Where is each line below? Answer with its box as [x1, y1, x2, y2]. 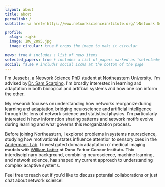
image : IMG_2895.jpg [9, 39, 52, 44]
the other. [5, 91, 25, 97]
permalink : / [5, 16, 32, 21]
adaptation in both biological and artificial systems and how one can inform [5, 86, 157, 92]
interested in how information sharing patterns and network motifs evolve [5, 116, 154, 122]
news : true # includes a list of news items [5, 52, 98, 57]
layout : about [5, 7, 34, 12]
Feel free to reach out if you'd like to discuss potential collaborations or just [5, 172, 158, 178]
